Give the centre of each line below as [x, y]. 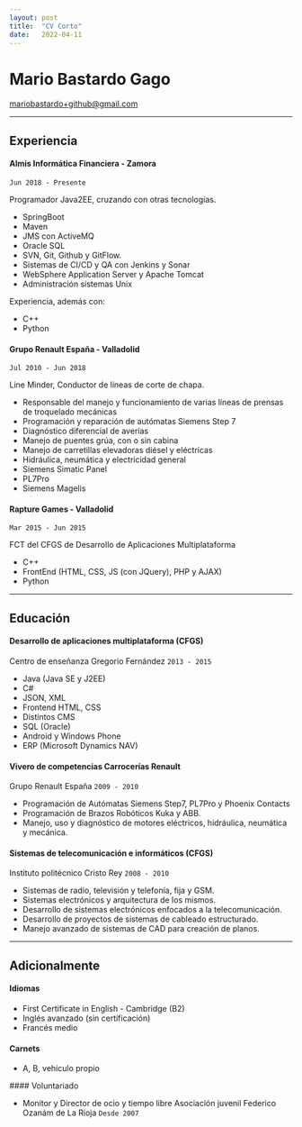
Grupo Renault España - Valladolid [75, 349]
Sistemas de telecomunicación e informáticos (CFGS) [111, 853]
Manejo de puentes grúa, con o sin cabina [100, 441]
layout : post [34, 18]
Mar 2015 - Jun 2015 [48, 528]
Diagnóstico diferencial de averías [85, 431]
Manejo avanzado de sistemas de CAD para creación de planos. [141, 929]
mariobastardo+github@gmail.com [74, 104]
